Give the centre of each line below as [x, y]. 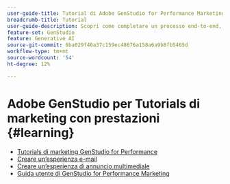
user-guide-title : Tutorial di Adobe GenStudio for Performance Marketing [116, 13]
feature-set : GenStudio [41, 32]
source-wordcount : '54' [41, 58]
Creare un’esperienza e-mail [57, 159]
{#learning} [41, 133]
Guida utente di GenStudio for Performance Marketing [93, 173]
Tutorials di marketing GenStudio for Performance [87, 151]
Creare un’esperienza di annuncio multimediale [83, 166]
